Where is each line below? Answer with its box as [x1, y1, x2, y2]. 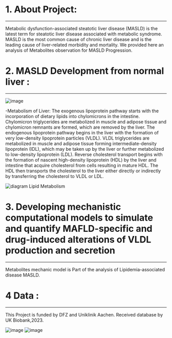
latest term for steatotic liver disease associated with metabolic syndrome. [5, 31, 162, 37]
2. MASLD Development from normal [5, 65, 164, 77]
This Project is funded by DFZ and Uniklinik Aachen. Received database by [5, 311, 163, 317]
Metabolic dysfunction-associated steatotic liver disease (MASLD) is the [5, 25, 158, 31]
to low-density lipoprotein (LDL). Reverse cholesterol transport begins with [5, 151, 163, 157]
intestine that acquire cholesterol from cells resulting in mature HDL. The [5, 162, 159, 168]
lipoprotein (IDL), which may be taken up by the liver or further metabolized [5, 146, 164, 152]
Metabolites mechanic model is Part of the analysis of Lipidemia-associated [5, 266, 165, 272]
